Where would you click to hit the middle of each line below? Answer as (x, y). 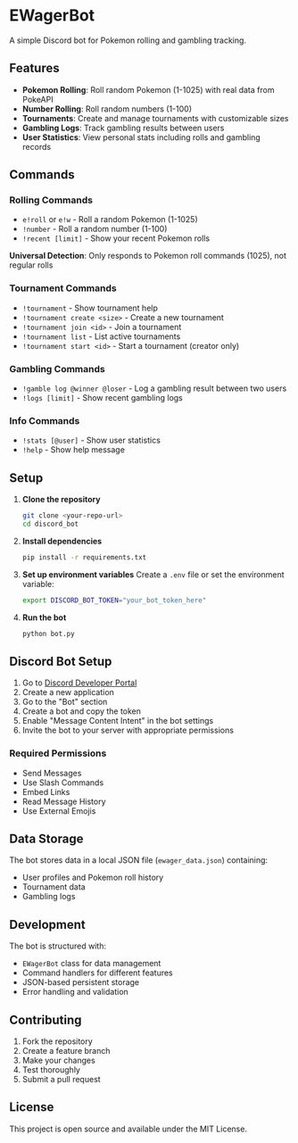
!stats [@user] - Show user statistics (91, 440)
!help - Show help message (73, 450)
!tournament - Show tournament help (90, 308)
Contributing (46, 1019)
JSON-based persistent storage (81, 982)
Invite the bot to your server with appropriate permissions (128, 730)
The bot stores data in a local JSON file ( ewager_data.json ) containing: (139, 860)
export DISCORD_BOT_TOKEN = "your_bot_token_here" (114, 600)
